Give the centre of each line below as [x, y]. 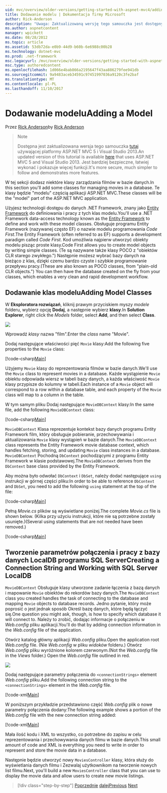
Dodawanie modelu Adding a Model [79, 113]
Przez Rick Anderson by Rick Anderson [45, 127]
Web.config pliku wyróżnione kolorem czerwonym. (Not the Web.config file [82, 650]
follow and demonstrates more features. [58, 173]
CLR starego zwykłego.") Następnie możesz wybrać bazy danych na [75, 256]
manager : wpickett [24, 33]
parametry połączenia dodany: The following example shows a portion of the [83, 710]
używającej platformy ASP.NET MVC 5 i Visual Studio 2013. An [81, 152]
